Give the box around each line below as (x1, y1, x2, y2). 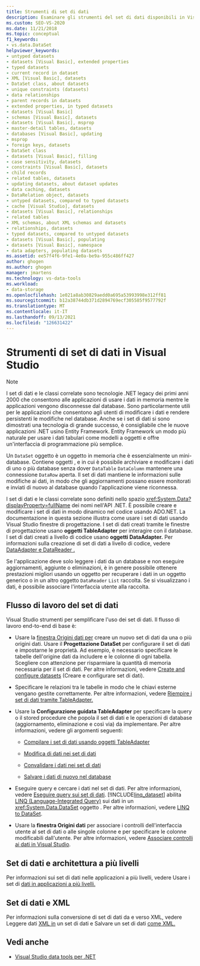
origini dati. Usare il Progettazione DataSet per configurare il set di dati (14, 640, 190, 648)
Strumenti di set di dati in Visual (6, 345, 167, 359)
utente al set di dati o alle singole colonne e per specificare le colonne (14, 828, 187, 835)
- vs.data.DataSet (6, 42, 52, 48)
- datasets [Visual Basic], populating (6, 237, 105, 243)
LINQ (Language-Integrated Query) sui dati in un (14, 798, 134, 805)
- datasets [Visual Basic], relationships (6, 208, 113, 215)
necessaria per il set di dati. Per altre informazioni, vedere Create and (14, 666, 185, 673)
